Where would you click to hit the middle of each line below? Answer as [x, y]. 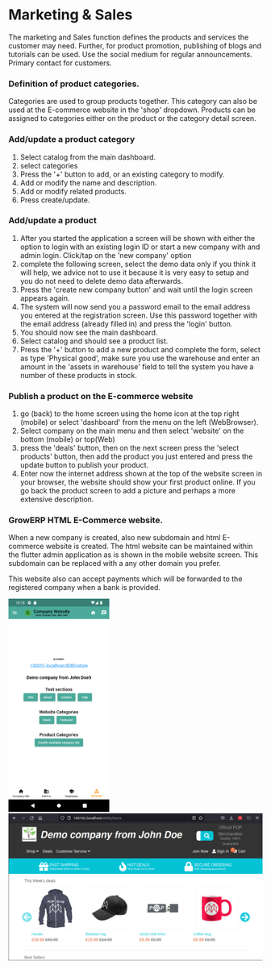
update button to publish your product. [84, 465]
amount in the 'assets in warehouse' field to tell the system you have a [137, 366]
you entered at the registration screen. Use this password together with [139, 315]
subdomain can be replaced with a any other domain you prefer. [115, 564]
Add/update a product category [72, 139]
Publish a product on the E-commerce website [101, 396]
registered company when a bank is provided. [85, 588]
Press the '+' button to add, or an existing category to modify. [122, 174]
